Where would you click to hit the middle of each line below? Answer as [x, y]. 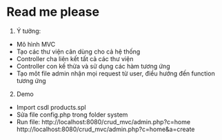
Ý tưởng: [29, 31]
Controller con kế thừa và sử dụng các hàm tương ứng [93, 66]
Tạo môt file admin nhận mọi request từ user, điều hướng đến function [115, 73]
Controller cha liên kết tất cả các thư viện [75, 58]
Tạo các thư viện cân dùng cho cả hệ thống [78, 51]
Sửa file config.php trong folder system [72, 115]
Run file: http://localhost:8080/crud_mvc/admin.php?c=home [103, 121]
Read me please [53, 12]
